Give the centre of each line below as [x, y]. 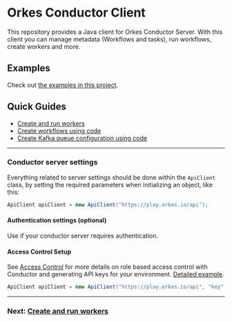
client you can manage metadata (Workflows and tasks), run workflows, [109, 39]
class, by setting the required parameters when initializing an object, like [110, 184]
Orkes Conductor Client [77, 13]
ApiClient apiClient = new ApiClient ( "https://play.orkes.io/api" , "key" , [117, 287]
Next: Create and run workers [58, 311]
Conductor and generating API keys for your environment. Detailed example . [116, 274]
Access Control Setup [39, 252]
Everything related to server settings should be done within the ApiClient [112, 177]
